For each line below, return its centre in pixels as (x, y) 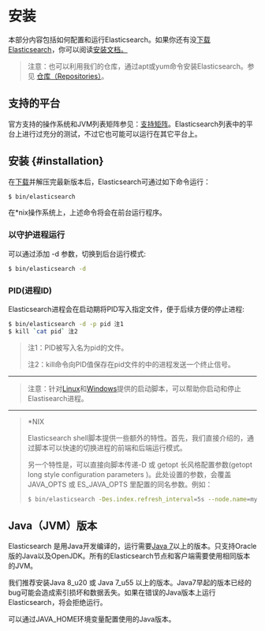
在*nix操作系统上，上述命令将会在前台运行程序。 (88, 212)
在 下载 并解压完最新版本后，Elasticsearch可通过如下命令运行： (109, 182)
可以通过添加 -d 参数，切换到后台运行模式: (77, 254)
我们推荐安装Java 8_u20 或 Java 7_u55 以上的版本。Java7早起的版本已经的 (130, 583)
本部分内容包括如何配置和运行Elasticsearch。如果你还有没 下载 (109, 39)
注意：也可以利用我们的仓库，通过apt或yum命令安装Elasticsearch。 (138, 66)
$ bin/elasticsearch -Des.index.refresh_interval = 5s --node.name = (139, 499)
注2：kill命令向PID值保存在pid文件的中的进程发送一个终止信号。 (131, 364)
